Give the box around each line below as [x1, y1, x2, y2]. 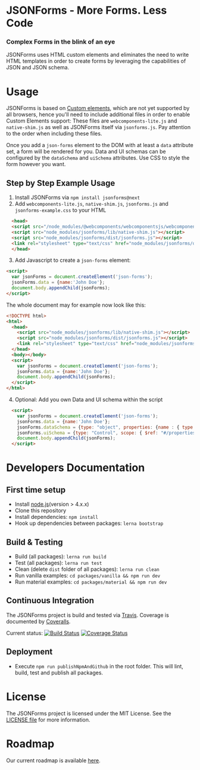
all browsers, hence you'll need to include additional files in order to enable [6, 111, 190, 118]
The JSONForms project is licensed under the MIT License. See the [6, 710, 171, 717]
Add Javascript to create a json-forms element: [14, 256, 131, 264]
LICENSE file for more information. [6, 716, 90, 723]
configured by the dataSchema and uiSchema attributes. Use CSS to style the [6, 154, 190, 161]
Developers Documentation [6, 461, 145, 475]
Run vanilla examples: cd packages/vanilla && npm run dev [14, 572, 161, 579]
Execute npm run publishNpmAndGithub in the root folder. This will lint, [14, 662, 183, 670]
